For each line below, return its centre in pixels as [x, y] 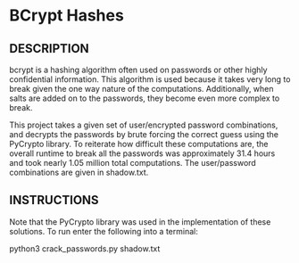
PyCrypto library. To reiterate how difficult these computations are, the [139, 144]
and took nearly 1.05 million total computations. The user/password [133, 163]
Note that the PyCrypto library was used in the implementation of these [140, 222]
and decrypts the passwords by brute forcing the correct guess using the [144, 134]
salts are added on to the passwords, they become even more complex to [145, 98]
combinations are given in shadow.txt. [79, 172]
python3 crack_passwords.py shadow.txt [85, 248]
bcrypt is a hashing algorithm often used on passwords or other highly [138, 70]
